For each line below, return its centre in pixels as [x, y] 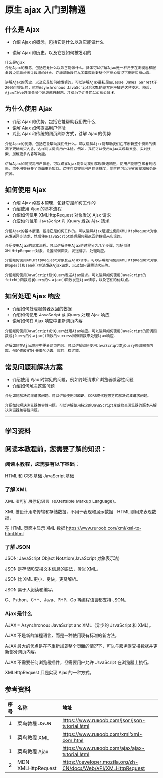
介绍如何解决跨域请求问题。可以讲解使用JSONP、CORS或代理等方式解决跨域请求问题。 [78, 396]
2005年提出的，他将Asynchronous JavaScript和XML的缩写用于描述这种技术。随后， [79, 88]
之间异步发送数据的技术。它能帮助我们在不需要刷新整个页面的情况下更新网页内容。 [82, 73]
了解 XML [16, 490]
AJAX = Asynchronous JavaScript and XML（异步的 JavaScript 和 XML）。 [79, 625]
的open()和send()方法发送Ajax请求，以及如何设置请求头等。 [59, 265]
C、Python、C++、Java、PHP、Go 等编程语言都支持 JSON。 [67, 600]
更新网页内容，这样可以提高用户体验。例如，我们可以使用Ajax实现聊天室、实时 [80, 149]
